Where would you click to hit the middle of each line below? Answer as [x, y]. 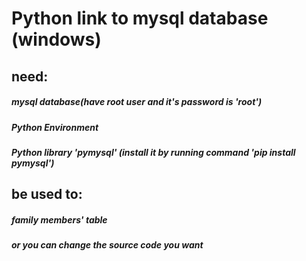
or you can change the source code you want [107, 245]
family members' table [59, 219]
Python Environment [55, 127]
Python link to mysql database [140, 18]
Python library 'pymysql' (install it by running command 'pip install [153, 152]
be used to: [47, 194]
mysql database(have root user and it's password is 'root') [137, 102]
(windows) [56, 39]
